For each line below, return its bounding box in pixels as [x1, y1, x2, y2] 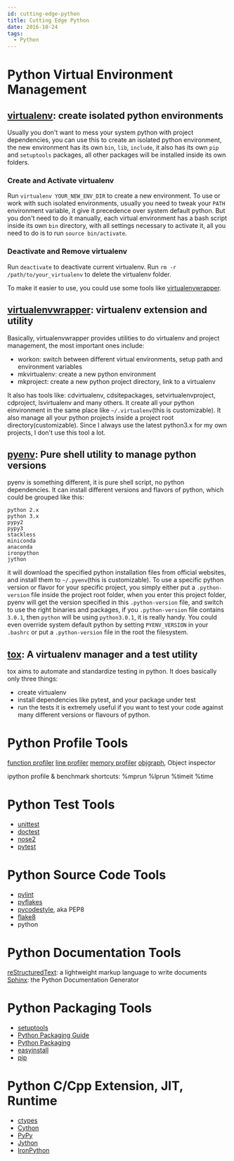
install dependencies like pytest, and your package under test [17, 695, 196, 704]
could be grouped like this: [7, 493, 84, 501]
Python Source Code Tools [7, 867, 167, 883]
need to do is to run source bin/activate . [7, 229, 128, 238]
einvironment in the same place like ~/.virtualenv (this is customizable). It [7, 406, 221, 414]
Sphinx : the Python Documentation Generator [7, 975, 139, 984]
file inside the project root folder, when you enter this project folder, [31, 591, 227, 599]
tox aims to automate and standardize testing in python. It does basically [7, 667, 217, 676]
